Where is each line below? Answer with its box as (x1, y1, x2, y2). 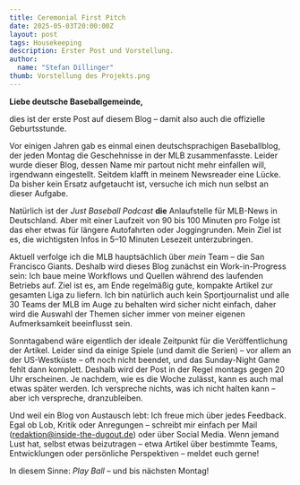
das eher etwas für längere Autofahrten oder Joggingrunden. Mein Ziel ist (9, 224, 282, 235)
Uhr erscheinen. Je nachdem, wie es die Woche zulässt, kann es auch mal (9, 373, 284, 384)
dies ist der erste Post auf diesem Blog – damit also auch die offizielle (9, 113, 266, 124)
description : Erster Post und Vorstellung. (9, 47, 175, 56)
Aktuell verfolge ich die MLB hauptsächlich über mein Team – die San (9, 251, 265, 262)
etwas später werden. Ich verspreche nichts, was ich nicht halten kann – (9, 383, 276, 394)
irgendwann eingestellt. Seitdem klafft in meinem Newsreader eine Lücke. (9, 169, 281, 179)
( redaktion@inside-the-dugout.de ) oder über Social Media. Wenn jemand (9, 429, 279, 439)
